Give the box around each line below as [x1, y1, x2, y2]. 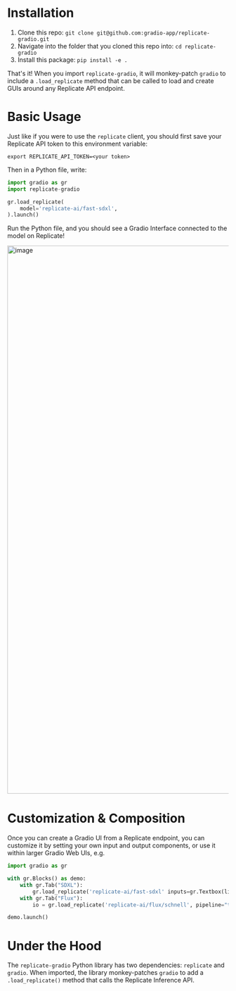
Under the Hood [7, 938, 102, 954]
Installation [7, 5, 74, 21]
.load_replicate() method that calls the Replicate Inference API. [7, 976, 195, 985]
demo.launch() [7, 914, 49, 921]
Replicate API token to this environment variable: [7, 139, 147, 148]
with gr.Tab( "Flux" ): [20, 895, 83, 902]
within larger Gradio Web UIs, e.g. [7, 849, 105, 857]
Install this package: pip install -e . [17, 55, 128, 64]
